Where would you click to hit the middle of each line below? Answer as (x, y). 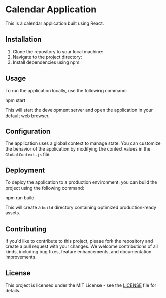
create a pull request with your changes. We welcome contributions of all (82, 246)
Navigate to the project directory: (47, 57)
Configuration (28, 131)
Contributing (26, 229)
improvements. (21, 257)
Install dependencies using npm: (47, 62)
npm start (15, 100)
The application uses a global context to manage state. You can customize (83, 143)
